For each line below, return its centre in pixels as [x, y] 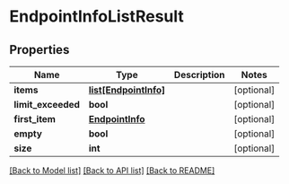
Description [200, 75]
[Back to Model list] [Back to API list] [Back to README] [112, 171]
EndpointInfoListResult [96, 17]
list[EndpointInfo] [127, 90]
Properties [39, 50]
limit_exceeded [47, 105]
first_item [35, 119]
